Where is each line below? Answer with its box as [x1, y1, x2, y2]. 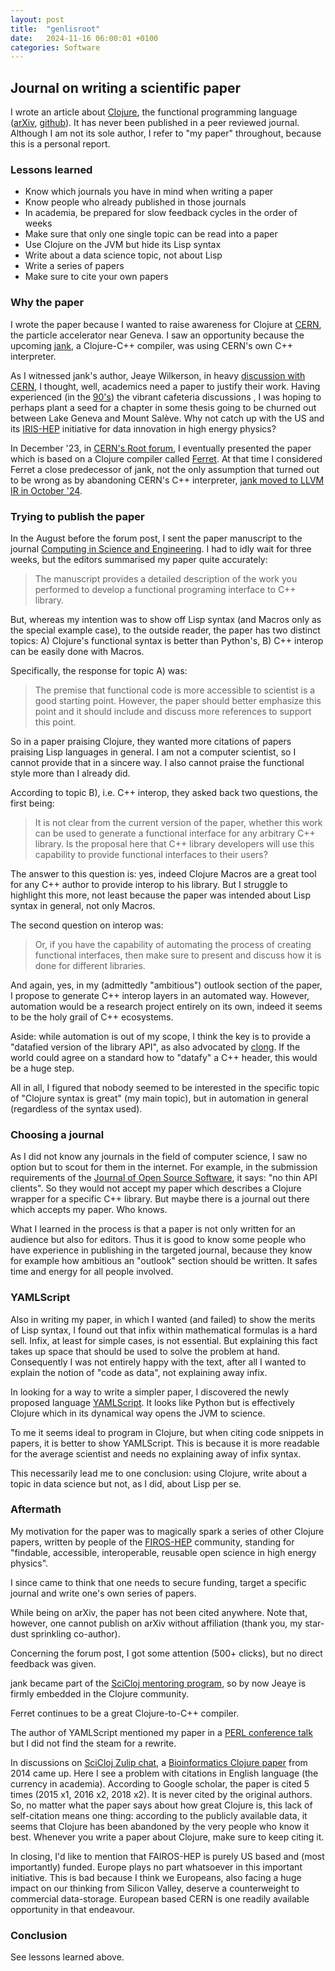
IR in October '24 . [10, 484, 83, 496]
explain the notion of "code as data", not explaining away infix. [10, 1366, 268, 1378]
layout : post [10, 14, 65, 25]
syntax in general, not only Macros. [10, 899, 156, 911]
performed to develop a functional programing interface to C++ [34, 583, 297, 595]
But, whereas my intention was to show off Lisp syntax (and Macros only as [10, 613, 322, 625]
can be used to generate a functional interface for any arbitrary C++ [34, 827, 316, 839]
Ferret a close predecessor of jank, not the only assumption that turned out [10, 463, 320, 475]
